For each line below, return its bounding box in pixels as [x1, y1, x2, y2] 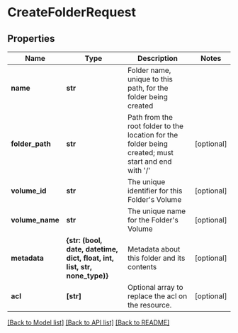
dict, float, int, [66, 253, 115, 263]
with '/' [127, 166, 151, 175]
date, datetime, [66, 244, 118, 254]
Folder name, [127, 65, 171, 75]
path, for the [127, 83, 169, 93]
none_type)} [66, 271, 108, 281]
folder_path [11, 139, 51, 149]
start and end [127, 157, 172, 166]
